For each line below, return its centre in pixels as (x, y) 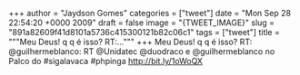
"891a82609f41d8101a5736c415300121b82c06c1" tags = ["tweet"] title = (145, 32)
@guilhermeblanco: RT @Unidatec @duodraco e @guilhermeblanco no (142, 52)
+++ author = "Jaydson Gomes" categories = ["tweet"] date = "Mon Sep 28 (150, 13)
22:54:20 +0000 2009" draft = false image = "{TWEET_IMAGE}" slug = (141, 23)
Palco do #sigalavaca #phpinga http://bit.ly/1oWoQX (106, 61)
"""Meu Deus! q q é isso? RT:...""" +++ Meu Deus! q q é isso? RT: (130, 42)
